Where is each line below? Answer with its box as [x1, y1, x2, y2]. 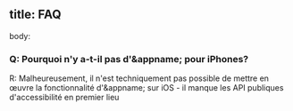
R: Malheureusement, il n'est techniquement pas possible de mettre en [9, 73, 270, 83]
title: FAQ [9, 7, 62, 22]
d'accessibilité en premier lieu [9, 92, 120, 103]
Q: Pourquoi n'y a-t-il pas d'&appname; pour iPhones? [9, 52, 249, 65]
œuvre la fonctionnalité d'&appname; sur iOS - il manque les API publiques [9, 83, 284, 93]
